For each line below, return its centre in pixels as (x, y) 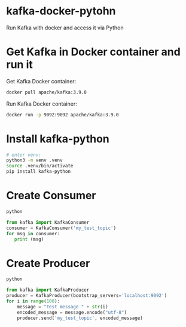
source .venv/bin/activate (40, 166)
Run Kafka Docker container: (42, 104)
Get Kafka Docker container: (41, 81)
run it (19, 65)
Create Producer (48, 263)
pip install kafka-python (38, 172)
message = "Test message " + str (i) (63, 307)
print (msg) (29, 239)
